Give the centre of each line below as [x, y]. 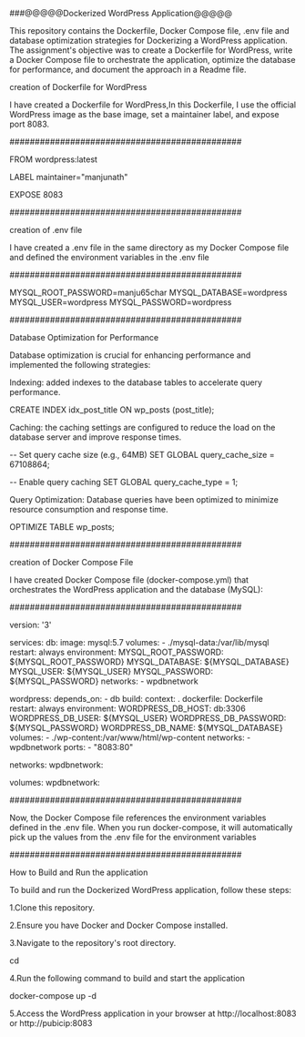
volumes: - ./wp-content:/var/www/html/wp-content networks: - [130, 737]
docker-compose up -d [53, 996]
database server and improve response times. [96, 437]
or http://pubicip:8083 [51, 1023]
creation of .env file [46, 230]
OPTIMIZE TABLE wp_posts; [62, 527]
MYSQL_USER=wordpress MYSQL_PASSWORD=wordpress [121, 302]
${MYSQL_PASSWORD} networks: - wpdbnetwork [104, 681]
